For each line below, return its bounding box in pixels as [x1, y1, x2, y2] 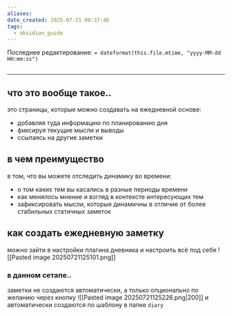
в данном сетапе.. [7, 270, 72, 280]
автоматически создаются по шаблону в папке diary [7, 300, 164, 308]
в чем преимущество [7, 154, 105, 165]
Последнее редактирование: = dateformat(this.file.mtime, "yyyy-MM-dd [7, 48, 221, 57]
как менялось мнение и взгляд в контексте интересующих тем [17, 192, 204, 201]
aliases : [7, 10, 32, 17]
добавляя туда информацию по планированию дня [17, 119, 168, 127]
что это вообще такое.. [7, 87, 112, 99]
